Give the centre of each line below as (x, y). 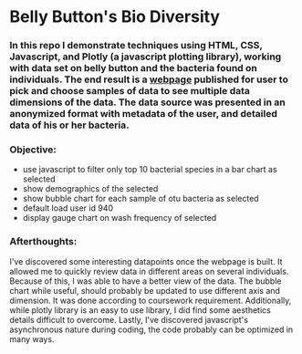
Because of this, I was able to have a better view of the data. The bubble (146, 281)
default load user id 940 (68, 208)
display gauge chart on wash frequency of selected (120, 218)
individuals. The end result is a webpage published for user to (149, 79)
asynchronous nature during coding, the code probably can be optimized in (151, 329)
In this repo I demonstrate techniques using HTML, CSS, (136, 46)
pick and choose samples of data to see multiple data (130, 91)
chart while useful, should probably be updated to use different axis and (145, 290)
